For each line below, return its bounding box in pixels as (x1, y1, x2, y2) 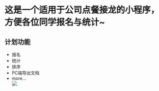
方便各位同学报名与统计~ (4, 17, 106, 28)
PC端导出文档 (11, 70, 40, 76)
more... (11, 75, 26, 81)
